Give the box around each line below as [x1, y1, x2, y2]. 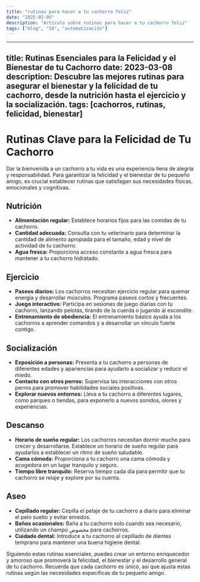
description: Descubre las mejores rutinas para [6, 71, 185, 82]
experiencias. [14, 403, 48, 411]
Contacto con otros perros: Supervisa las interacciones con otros [14, 378, 177, 385]
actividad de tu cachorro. [14, 242, 77, 249]
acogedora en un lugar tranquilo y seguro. [14, 461, 118, 468]
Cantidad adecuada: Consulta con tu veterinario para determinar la [14, 230, 181, 237]
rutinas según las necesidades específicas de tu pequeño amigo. [6, 569, 165, 576]
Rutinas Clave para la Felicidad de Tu [6, 132, 192, 146]
